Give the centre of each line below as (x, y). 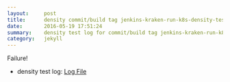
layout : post (32, 13)
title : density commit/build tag (62, 20)
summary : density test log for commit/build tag (82, 32)
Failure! (18, 58)
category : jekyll (35, 39)
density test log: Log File (52, 72)
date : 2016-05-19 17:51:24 (55, 26)
